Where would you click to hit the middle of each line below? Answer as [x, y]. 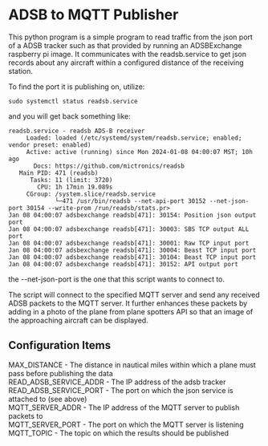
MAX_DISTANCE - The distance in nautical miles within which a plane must [132, 365]
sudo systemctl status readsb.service [73, 101]
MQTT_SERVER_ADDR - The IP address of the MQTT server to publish [124, 407]
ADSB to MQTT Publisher [93, 15]
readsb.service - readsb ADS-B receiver [77, 131]
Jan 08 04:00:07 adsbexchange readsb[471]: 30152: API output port [124, 264]
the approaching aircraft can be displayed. [78, 320]
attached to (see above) [48, 399]
